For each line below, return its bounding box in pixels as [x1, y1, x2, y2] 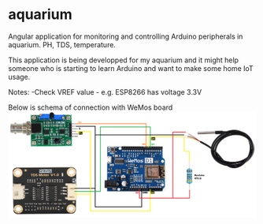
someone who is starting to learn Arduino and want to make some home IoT [8, 63, 254, 73]
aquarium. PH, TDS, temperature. [8, 39, 117, 49]
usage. [8, 72, 31, 81]
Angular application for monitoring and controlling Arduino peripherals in [8, 32, 243, 41]
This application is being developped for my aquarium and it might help [8, 55, 239, 65]
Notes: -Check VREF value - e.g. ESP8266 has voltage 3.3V [8, 87, 202, 96]
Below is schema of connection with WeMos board [8, 103, 173, 112]
